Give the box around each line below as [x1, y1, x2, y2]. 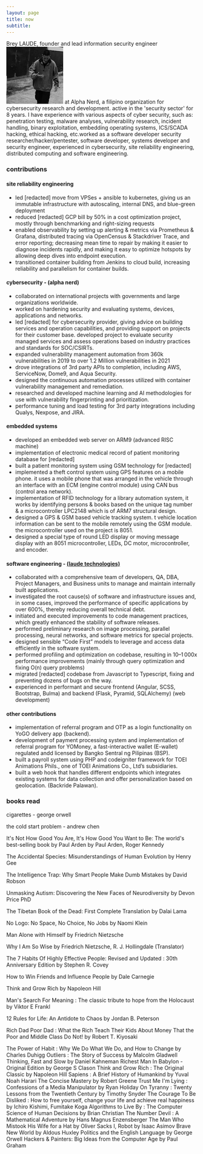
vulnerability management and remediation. [15, 383, 124, 390]
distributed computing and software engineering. [6, 150, 129, 158]
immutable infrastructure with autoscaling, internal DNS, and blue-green [15, 200, 196, 207]
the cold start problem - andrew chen [6, 822, 100, 830]
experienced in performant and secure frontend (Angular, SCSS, [15, 683, 176, 690]
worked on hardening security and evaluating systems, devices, [15, 305, 175, 313]
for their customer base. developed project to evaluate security [15, 331, 173, 338]
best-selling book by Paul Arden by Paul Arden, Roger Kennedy [6, 841, 165, 848]
